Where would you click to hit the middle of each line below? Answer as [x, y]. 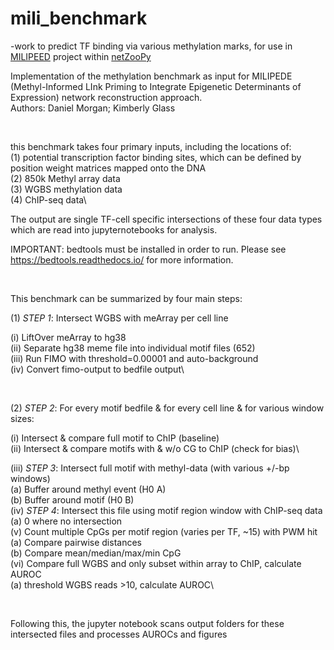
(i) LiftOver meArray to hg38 [68, 337]
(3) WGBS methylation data [66, 189]
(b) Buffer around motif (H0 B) [72, 499]
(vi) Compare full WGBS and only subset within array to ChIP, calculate [156, 563]
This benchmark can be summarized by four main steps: [126, 298]
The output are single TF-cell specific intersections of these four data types [166, 219]
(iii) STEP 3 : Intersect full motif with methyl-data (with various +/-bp [150, 468]
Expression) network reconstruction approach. [106, 97]
